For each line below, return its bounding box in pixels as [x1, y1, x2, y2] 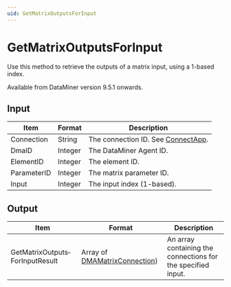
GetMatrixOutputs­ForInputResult [10, 248, 71, 266]
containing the [166, 243, 214, 253]
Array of [81, 248, 108, 257]
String [58, 135, 78, 144]
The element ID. [88, 157, 140, 167]
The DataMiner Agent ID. [88, 146, 168, 155]
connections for [166, 252, 219, 262]
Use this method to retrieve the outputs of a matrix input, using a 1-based [7, 62, 214, 71]
